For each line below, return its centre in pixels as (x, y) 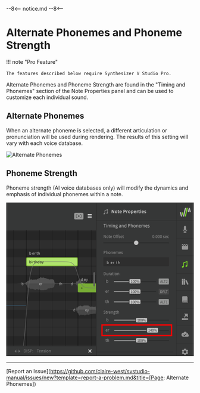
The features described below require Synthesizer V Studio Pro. (89, 73)
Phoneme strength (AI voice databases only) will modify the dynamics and (97, 188)
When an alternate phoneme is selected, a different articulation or (87, 130)
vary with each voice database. (45, 143)
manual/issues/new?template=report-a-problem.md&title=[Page (85, 377)
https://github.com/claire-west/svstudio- (100, 371)
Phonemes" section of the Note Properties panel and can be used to (90, 91)
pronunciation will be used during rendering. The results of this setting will (97, 137)
